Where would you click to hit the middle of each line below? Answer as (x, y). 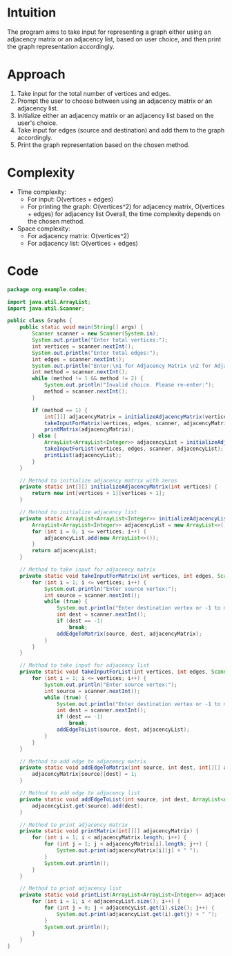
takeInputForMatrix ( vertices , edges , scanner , (112, 423)
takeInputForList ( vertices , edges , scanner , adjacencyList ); (134, 449)
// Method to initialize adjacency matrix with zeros (98, 480)
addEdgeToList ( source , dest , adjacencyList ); (123, 730)
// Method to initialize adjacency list (78, 512)
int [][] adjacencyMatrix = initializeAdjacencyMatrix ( (125, 417)
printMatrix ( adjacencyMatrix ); (89, 429)
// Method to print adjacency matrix (74, 825)
